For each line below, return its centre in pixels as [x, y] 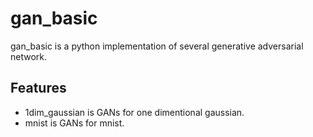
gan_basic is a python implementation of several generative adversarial [157, 46]
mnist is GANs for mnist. [74, 123]
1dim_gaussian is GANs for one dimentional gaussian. [134, 112]
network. [29, 56]
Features [38, 88]
